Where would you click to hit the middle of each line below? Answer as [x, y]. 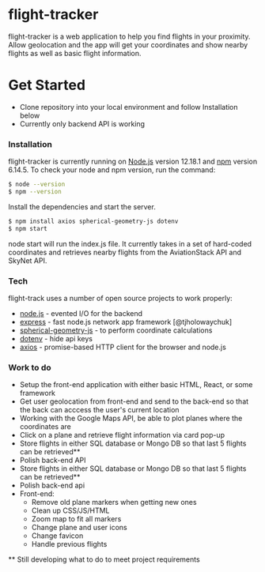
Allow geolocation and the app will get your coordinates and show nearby [128, 44]
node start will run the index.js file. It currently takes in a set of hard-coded [130, 243]
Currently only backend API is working [82, 123]
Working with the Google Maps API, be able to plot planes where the [131, 418]
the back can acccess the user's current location [99, 410]
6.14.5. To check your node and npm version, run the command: [112, 170]
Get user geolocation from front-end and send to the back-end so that [134, 401]
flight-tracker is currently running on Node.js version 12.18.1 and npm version [133, 162]
